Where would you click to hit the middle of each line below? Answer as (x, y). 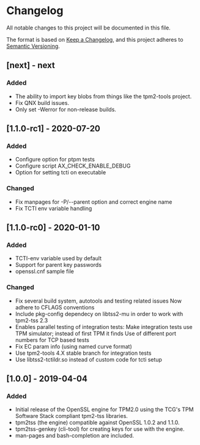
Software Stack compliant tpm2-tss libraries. (72, 416)
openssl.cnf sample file (45, 271)
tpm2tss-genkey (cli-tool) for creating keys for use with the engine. (100, 429)
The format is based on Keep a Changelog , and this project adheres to (95, 39)
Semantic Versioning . (33, 46)
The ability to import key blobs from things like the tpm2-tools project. (103, 96)
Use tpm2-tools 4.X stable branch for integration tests (83, 353)
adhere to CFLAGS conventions (55, 307)
